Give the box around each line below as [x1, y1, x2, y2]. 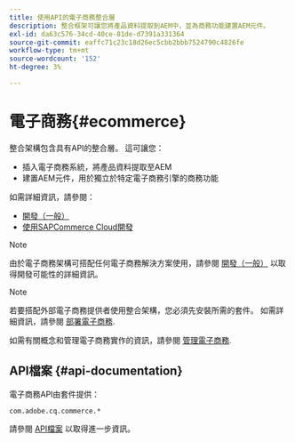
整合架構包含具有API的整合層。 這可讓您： [9, 142, 164, 153]
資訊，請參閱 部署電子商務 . [16, 316, 116, 326]
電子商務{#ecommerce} [9, 112, 187, 132]
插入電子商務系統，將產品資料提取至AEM [21, 161, 172, 172]
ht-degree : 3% [9, 63, 62, 72]
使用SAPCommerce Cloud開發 [21, 221, 133, 232]
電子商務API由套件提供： [9, 389, 100, 399]
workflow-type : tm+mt [9, 46, 90, 55]
